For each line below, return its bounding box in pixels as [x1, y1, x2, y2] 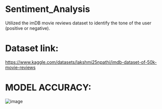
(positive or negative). [5, 25, 50, 31]
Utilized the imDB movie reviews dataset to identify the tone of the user [5, 20, 152, 26]
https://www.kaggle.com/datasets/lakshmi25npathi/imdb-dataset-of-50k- [5, 59, 157, 65]
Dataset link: [5, 43, 59, 54]
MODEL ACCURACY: [5, 82, 91, 93]
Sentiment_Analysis [5, 3, 90, 15]
